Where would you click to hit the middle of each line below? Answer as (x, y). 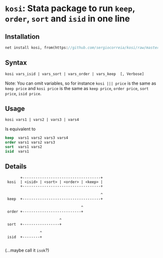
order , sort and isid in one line (67, 19)
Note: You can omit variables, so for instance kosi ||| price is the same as (81, 83)
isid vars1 (17, 151)
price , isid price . (23, 93)
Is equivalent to (20, 129)
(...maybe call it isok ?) (27, 250)
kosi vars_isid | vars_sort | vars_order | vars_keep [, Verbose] (75, 74)
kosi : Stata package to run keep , (70, 8)
